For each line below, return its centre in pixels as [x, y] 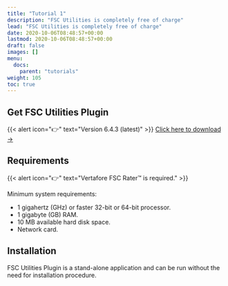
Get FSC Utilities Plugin [58, 112]
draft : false [26, 46]
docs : [21, 65]
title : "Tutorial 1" [37, 13]
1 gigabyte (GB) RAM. [47, 214]
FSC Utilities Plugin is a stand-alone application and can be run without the [114, 267]
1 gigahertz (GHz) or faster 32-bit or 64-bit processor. [94, 207]
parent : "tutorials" [49, 71]
